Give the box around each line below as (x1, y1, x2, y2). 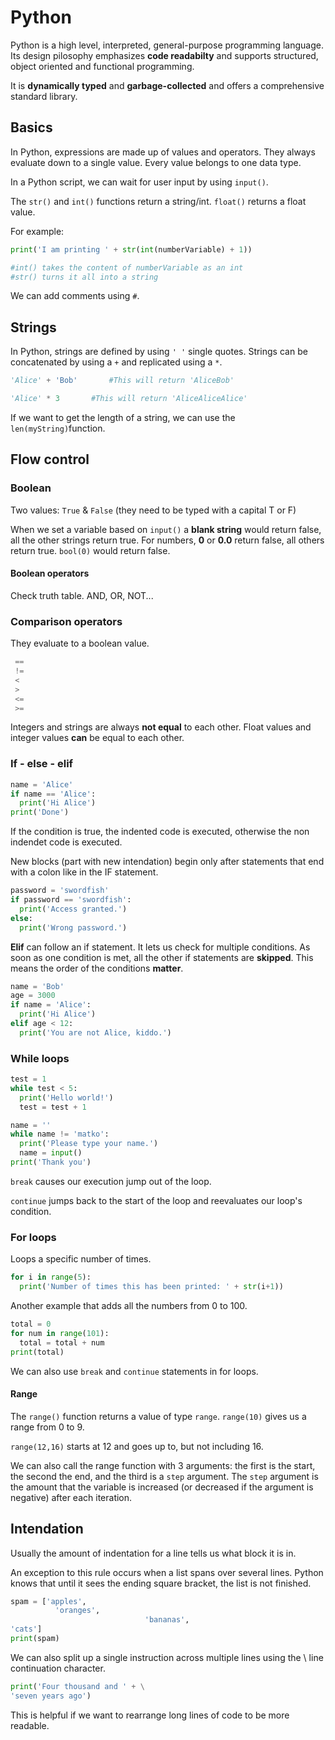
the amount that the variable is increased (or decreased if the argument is (10, 1481, 314, 1493)
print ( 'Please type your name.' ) (19, 1139, 159, 1149)
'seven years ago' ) (10, 1691, 92, 1701)
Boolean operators (10, 567, 90, 580)
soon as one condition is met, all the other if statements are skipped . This (10, 951, 314, 963)
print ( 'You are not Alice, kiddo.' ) (19, 1027, 172, 1038)
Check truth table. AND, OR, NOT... (10, 589, 154, 601)
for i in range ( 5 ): (10, 1272, 92, 1283)
